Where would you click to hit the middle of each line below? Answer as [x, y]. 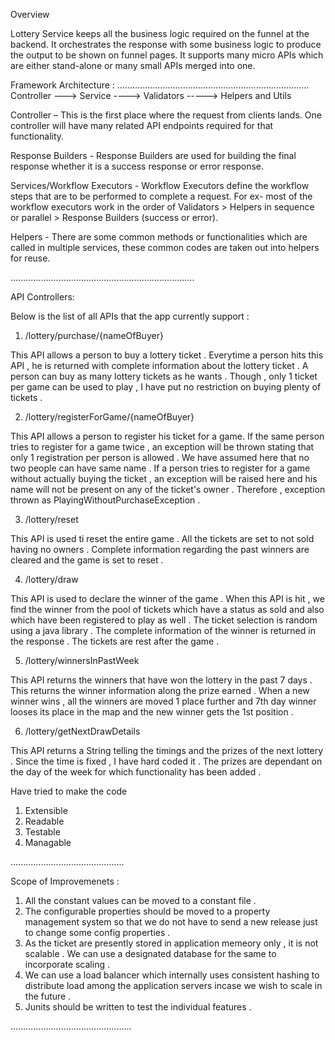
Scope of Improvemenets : [65, 881]
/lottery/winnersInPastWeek [82, 660]
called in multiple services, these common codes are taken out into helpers [165, 247]
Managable [48, 842]
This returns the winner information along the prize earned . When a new [160, 690]
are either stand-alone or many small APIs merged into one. [133, 65]
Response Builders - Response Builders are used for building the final [153, 155]
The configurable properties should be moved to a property [147, 911]
